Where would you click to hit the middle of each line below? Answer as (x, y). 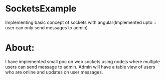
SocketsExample (41, 9)
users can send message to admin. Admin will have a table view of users (80, 67)
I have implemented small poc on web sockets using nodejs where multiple (82, 61)
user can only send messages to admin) (46, 27)
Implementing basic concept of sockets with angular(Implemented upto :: (81, 22)
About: (20, 48)
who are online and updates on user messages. (54, 72)
